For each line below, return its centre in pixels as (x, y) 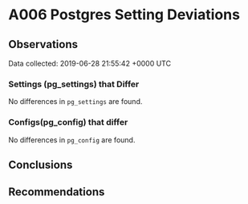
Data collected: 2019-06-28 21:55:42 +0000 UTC (89, 63)
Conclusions (41, 164)
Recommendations (57, 192)
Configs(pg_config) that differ (68, 122)
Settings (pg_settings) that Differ (74, 84)
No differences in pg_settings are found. (75, 102)
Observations (43, 44)
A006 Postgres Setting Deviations (124, 15)
